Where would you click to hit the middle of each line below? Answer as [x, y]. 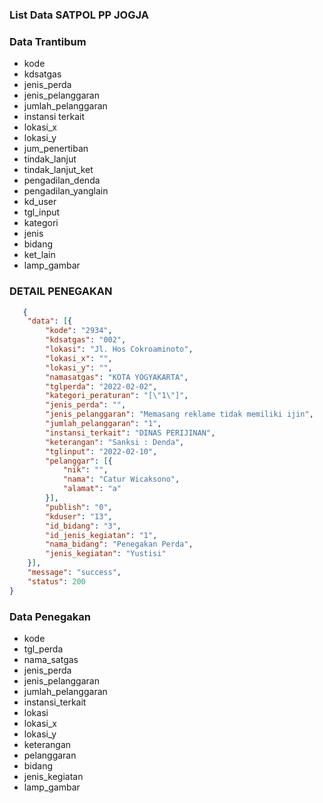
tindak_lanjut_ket [58, 170]
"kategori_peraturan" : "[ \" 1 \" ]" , [117, 396]
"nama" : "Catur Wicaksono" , [121, 479]
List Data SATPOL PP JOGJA [79, 15]
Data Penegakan [50, 616]
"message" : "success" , [74, 573]
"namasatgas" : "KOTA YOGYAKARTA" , [117, 377]
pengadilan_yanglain [66, 191]
